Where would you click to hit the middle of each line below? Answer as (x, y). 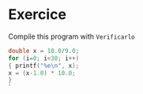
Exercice (38, 15)
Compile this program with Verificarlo (72, 36)
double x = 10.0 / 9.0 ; (44, 51)
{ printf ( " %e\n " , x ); (44, 66)
